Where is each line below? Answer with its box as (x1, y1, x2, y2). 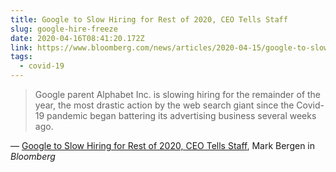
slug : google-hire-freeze (10, 24, 118, 34)
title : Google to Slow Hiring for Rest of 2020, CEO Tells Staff (10, 14, 288, 25)
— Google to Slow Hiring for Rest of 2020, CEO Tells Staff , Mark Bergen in (10, 140, 316, 151)
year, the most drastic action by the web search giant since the (34, 99, 295, 111)
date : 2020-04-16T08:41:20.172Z (10, 33, 145, 43)
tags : (10, 52, 33, 62)
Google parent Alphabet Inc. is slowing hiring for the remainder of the (34, 89, 322, 100)
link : (10, 42, 33, 53)
